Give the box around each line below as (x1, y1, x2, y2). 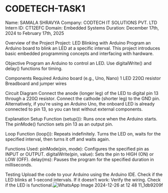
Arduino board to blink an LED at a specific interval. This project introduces (5, 45, 160, 51)
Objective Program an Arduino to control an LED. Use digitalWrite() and (5, 60, 152, 66)
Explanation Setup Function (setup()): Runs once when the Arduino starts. (5, 115, 157, 121)
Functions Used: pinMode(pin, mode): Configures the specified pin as (5, 145, 149, 151)
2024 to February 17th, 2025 (5, 30, 64, 36)
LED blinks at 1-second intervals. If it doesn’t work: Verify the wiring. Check (5, 176, 161, 182)
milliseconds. (5, 161, 33, 167)
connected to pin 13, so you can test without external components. (5, 106, 143, 112)
